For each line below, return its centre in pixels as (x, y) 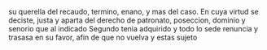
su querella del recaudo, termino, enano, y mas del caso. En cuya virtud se (133, 12)
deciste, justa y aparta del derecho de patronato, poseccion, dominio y (127, 20)
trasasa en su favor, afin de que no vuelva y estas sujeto (103, 37)
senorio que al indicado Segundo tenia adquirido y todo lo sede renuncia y (133, 29)
